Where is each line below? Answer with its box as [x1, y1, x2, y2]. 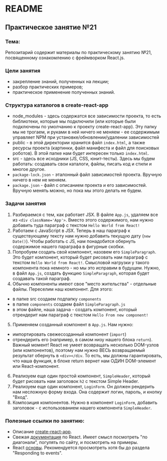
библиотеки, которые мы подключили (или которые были [12, 118, 136, 124]
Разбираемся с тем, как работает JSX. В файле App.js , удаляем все [12, 211, 158, 217]
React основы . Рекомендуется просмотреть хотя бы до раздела [12, 444, 150, 451]
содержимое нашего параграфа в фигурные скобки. [12, 244, 125, 250]
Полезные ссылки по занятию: [5, 417, 85, 424]
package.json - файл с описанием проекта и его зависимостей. [12, 182, 147, 188]
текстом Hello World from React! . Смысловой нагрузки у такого [12, 259, 149, 266]
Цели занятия [5, 67, 40, 74]
